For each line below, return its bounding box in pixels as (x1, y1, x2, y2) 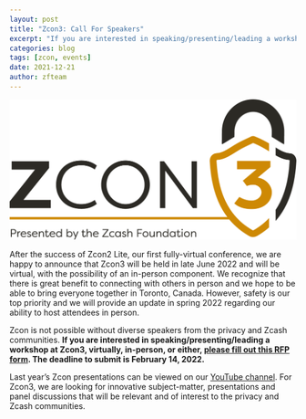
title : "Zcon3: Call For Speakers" (9, 24, 145, 34)
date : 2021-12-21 (9, 63, 76, 72)
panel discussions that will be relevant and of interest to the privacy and (9, 391, 280, 402)
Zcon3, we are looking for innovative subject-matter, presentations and (9, 382, 276, 393)
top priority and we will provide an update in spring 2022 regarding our (9, 298, 276, 309)
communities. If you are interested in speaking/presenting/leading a (9, 334, 270, 346)
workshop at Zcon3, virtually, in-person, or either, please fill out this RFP (9, 344, 290, 355)
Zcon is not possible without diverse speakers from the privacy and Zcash (9, 325, 288, 336)
